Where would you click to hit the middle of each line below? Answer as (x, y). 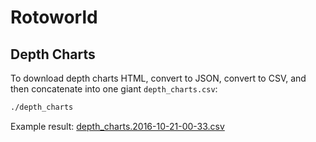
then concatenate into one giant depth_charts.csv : (114, 89)
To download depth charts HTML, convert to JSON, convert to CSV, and (158, 78)
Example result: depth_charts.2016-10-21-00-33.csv (117, 126)
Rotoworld (54, 17)
